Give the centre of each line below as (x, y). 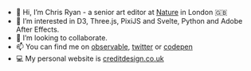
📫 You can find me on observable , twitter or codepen (104, 47)
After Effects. (37, 29)
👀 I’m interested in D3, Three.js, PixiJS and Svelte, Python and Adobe (129, 21)
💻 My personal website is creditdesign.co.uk (90, 58)
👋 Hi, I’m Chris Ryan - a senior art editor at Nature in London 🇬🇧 (122, 12)
